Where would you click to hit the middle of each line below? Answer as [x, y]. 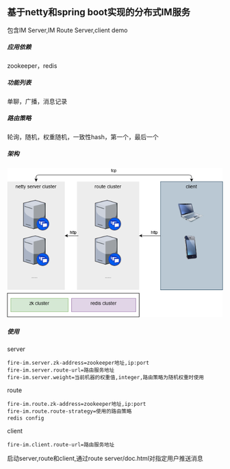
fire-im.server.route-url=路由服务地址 [61, 370]
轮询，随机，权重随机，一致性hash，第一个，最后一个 [83, 136]
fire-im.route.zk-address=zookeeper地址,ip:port [77, 404]
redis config [26, 418]
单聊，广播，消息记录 [37, 101]
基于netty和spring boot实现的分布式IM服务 [99, 12]
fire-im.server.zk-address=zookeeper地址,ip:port [78, 363]
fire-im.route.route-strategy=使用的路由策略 [69, 411]
